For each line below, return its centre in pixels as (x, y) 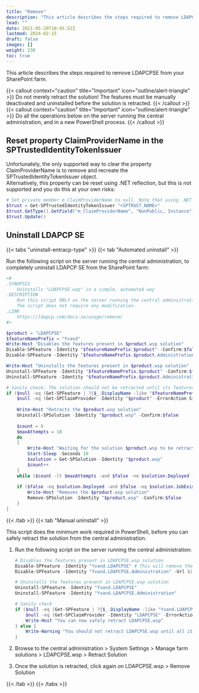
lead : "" (17, 23)
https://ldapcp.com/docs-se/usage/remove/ (70, 317)
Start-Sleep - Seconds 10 (58, 454)
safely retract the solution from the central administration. (76, 538)
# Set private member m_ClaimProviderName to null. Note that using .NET (99, 200)
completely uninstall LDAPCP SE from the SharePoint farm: (78, 267)
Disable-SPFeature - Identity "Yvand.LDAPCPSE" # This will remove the (104, 566)
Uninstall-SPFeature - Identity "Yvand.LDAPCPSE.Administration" (96, 593)
